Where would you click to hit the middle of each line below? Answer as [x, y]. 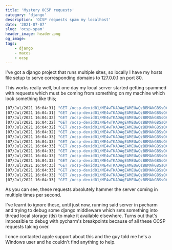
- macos [23, 53]
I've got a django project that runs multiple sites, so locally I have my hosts [84, 72]
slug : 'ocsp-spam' [25, 29]
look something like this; [31, 99]
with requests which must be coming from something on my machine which [85, 93]
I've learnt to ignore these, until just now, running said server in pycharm [81, 205]
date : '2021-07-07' [26, 24]
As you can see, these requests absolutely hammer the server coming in [82, 189]
